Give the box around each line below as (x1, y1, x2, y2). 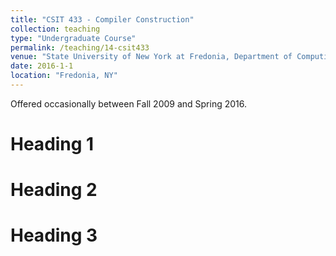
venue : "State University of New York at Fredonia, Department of (10, 52, 293, 62)
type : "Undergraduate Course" (10, 33, 137, 43)
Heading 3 (10, 224, 98, 247)
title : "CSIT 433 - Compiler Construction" (10, 14, 195, 25)
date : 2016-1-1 (10, 61, 74, 71)
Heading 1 (10, 133, 95, 156)
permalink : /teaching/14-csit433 (10, 42, 150, 53)
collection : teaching (10, 24, 101, 34)
